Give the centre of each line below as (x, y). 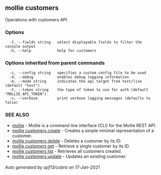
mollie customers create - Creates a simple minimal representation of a (83, 130)
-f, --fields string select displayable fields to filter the (76, 42)
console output (20, 47)
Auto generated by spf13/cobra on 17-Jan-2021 (53, 167)
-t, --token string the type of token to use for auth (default (79, 90)
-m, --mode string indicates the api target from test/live (76, 81)
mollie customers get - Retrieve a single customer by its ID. (71, 146)
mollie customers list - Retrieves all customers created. (67, 151)
